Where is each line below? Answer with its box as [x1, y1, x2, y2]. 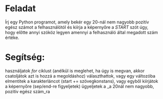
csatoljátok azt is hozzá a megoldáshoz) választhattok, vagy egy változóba [5, 73, 156, 79]
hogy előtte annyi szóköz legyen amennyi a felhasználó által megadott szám [5, 29, 158, 35]
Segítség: [5, 52, 45, 63]
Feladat [5, 3, 36, 14]
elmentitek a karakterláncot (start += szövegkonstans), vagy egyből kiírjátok [5, 78, 159, 84]
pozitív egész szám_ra [5, 88, 50, 94]
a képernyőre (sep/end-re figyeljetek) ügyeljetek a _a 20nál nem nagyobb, [5, 83, 154, 89]
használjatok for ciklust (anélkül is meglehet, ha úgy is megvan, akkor [5, 68, 145, 74]
